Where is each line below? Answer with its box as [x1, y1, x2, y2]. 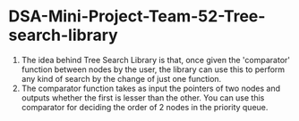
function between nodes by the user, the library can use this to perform [21, 64, 286, 75]
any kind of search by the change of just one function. [21, 73, 222, 84]
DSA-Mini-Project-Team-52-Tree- [8, 6, 266, 27]
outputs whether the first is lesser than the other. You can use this [21, 92, 265, 103]
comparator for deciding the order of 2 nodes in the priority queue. [21, 101, 269, 112]
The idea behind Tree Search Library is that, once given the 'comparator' [21, 54, 291, 65]
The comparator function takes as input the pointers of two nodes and [21, 83, 281, 93]
